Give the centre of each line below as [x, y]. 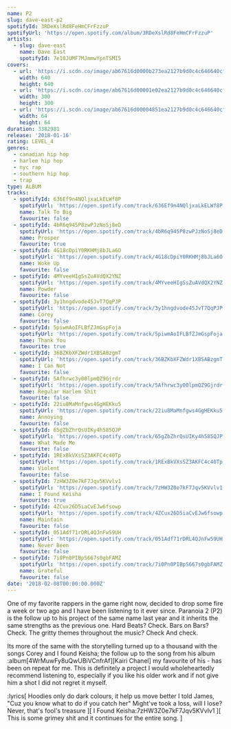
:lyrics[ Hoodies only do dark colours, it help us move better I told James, [111, 696]
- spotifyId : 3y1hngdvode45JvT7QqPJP [67, 302]
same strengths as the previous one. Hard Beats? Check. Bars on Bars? [108, 625]
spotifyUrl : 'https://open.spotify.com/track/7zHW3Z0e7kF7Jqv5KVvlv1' [123, 487]
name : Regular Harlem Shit [58, 391]
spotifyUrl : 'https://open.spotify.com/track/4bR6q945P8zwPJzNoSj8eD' [123, 232]
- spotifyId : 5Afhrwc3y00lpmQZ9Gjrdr [67, 379]
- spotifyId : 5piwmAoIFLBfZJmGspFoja [67, 327]
